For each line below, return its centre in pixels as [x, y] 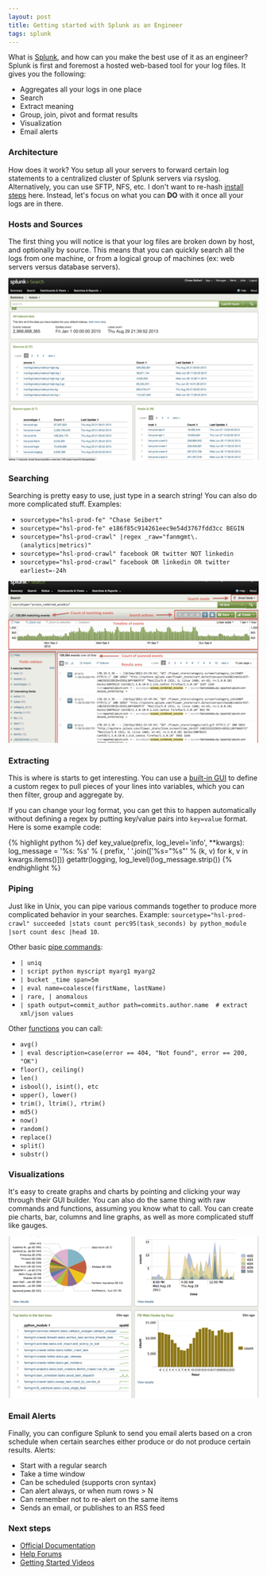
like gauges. [28, 1225]
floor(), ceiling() [52, 1070]
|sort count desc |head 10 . [54, 931]
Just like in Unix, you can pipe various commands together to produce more [132, 906]
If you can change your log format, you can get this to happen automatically [132, 811]
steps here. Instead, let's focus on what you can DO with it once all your [126, 195]
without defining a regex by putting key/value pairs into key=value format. [128, 819]
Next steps [30, 1528]
